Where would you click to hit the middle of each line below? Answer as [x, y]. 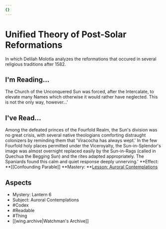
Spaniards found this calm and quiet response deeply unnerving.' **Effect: [82, 162]
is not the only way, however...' [37, 102]
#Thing [20, 216]
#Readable [23, 210]
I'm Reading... [27, 79]
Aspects [18, 182]
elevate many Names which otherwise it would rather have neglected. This [82, 97]
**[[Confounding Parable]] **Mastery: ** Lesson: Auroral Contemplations [82, 167]
